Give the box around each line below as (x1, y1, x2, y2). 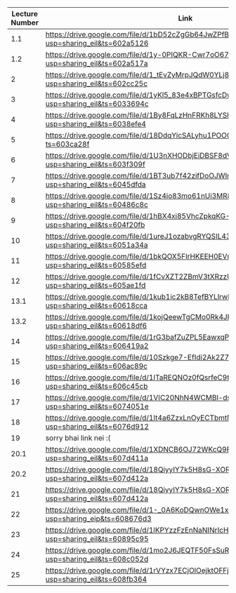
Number (11, 18, 39, 27)
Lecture (11, 9, 39, 18)
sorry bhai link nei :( (45, 433, 111, 443)
